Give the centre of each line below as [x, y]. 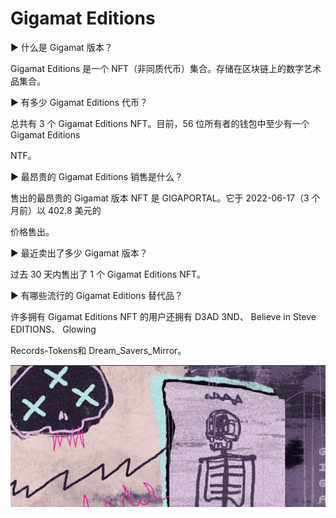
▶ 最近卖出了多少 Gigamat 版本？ [79, 253]
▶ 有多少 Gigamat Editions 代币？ [79, 102]
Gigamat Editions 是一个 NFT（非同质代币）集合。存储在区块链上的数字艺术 [166, 68]
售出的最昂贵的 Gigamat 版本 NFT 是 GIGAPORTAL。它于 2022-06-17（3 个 [165, 198]
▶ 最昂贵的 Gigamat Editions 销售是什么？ [96, 176]
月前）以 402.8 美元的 [56, 210]
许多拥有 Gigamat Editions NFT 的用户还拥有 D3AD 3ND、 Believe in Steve [163, 316]
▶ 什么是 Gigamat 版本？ [61, 47]
